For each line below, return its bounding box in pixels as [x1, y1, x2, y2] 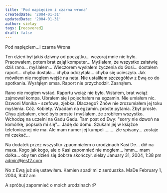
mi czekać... [5, 132, 30, 138]
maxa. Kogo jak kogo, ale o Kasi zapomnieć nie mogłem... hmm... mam [5, 147, 150, 153]
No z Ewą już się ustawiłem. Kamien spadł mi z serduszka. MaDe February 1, [5, 167, 163, 173]
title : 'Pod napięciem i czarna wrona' [5, 7, 88, 12]
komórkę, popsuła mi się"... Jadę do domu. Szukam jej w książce [5, 121, 138, 127]
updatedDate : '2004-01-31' [5, 16, 61, 21]
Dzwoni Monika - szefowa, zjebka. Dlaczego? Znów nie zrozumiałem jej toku [5, 100, 163, 106]
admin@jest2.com [5, 158, 42, 163]
